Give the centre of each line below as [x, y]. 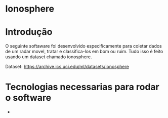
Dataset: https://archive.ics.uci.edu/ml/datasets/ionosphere [67, 67]
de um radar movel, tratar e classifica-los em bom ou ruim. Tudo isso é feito [84, 52]
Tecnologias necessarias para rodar [82, 87]
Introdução [29, 32]
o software [28, 98]
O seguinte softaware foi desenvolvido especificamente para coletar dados [83, 46]
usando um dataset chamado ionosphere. [49, 57]
